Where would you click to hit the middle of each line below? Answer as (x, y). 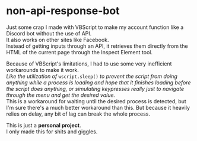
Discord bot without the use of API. (49, 33)
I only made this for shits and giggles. (52, 132)
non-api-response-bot (63, 11)
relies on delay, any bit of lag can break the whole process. (78, 114)
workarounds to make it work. (42, 70)
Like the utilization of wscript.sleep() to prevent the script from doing (92, 76)
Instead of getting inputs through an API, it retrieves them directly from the (97, 46)
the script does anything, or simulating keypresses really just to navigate (95, 88)
